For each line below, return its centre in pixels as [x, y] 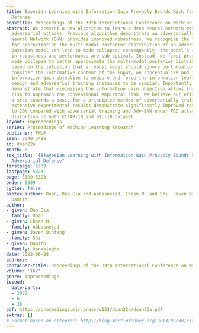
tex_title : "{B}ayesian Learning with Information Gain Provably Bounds [98, 155]
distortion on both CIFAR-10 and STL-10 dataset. [74, 116]
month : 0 [17, 150]
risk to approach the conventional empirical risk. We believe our [97, 94]
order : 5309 [21, 183]
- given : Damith [26, 243]
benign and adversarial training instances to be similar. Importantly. [103, 84]
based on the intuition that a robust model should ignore [86, 67]
